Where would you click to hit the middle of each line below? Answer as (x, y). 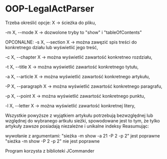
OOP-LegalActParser (50, 9)
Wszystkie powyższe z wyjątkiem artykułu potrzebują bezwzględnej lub (79, 115)
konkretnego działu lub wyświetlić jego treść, (52, 47)
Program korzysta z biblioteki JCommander (50, 150)
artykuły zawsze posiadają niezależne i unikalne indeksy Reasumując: (77, 126)
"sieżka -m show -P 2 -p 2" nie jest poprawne (52, 141)
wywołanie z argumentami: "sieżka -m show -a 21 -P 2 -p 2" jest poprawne (82, 135)
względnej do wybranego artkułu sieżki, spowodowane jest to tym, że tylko (82, 120)
